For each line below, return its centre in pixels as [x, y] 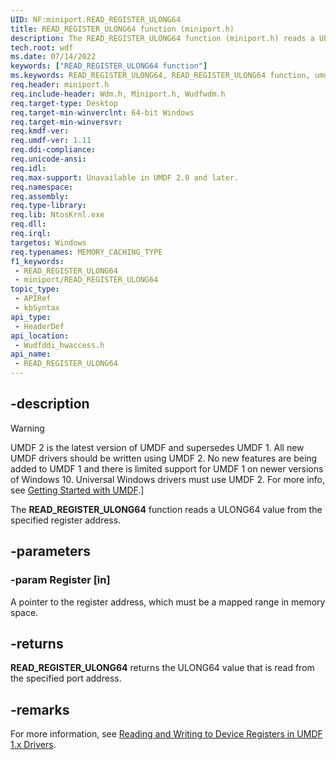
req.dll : [28, 224]
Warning [27, 428]
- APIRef [33, 299]
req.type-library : [48, 206]
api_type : [31, 317]
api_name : [31, 354]
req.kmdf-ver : [40, 131]
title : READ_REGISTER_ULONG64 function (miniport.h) [122, 29]
